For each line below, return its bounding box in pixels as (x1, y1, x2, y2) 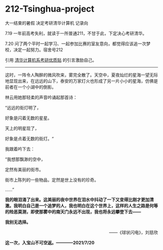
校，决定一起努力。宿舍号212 (5, 47, 63, 52)
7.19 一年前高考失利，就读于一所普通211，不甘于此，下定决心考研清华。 (5, 30, 147, 36)
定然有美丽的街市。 (5, 167, 44, 172)
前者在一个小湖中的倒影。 (5, 84, 56, 90)
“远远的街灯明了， (5, 104, 41, 110)
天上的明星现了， (5, 125, 39, 131)
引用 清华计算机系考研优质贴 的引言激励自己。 (5, 57, 97, 63)
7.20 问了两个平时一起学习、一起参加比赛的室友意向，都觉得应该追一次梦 (5, 40, 151, 47)
